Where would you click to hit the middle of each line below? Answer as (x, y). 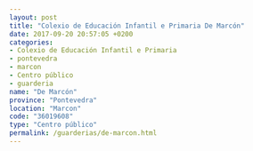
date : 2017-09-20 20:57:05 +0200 (71, 34)
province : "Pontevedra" (53, 100)
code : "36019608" (41, 116)
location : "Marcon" (45, 108)
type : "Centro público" (53, 125)
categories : (31, 42)
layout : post (33, 17)
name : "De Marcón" (43, 91)
